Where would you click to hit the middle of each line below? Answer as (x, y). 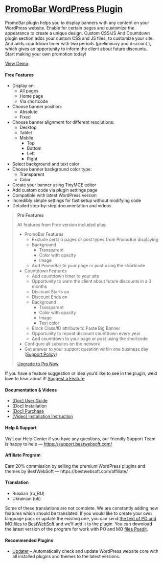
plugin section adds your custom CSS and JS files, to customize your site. (80, 38)
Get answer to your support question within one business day (86, 349)
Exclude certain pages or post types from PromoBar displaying (95, 240)
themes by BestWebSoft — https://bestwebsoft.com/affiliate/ (67, 471)
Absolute (28, 112)
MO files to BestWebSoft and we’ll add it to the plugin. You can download (79, 524)
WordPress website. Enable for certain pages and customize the (70, 28)
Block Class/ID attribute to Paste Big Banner (76, 328)
